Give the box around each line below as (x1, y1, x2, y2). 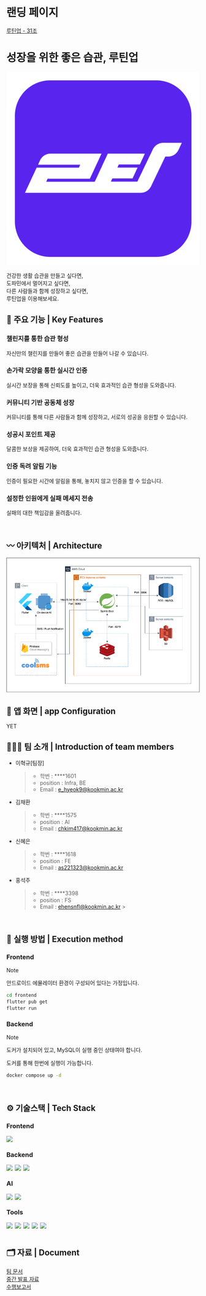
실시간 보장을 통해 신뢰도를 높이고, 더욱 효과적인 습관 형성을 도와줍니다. (6, 381, 177, 389)
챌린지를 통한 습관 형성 (6, 335, 69, 343)
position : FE (39, 857, 72, 864)
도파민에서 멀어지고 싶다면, (6, 280, 71, 287)
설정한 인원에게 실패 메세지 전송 (6, 494, 94, 503)
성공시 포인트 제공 (6, 430, 56, 439)
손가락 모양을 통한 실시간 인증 (6, 366, 88, 375)
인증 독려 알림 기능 (6, 462, 58, 471)
